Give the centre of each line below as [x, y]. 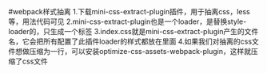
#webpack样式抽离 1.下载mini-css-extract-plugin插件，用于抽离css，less [129, 12]
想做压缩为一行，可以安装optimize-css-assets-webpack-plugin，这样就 [133, 51]
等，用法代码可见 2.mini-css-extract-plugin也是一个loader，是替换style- [128, 21]
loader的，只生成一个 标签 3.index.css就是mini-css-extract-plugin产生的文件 [133, 31]
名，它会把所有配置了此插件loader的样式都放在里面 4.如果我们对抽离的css [130, 41]
